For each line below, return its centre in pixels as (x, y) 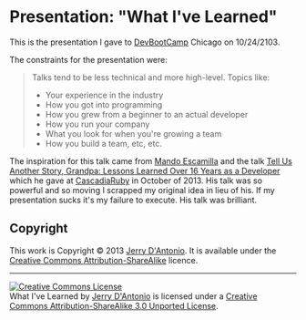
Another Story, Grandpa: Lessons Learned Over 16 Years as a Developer (145, 170)
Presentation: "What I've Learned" (143, 17)
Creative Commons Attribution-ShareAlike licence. (104, 260)
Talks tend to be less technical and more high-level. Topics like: (151, 77)
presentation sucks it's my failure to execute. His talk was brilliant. (133, 200)
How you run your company (97, 124)
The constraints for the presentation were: (89, 59)
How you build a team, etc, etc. (103, 143)
